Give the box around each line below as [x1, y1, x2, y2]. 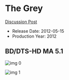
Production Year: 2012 [12, 33, 57, 39]
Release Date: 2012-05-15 [12, 28, 64, 34]
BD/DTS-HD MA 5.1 [5, 47, 64, 55]
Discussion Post [5, 19, 37, 25]
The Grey [5, 3, 43, 14]
